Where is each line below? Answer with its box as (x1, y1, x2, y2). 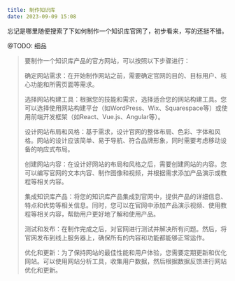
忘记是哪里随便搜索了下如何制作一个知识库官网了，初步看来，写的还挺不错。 (7, 27, 228, 35)
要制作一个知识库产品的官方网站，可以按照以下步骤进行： (24, 56, 190, 64)
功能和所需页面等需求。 (30, 80, 99, 88)
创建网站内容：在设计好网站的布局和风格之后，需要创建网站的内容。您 (24, 160, 227, 168)
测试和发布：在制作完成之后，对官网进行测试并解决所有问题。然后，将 (24, 224, 227, 233)
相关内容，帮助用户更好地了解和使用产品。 (36, 210, 159, 218)
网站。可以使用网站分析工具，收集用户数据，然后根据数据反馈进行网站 (24, 256, 227, 266)
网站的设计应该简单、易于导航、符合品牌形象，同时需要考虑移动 (36, 136, 221, 144)
